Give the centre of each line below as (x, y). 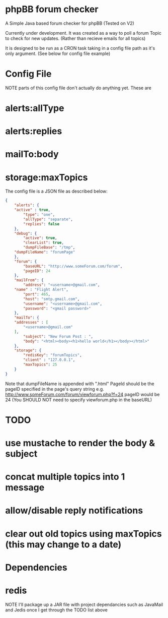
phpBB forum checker (52, 9)
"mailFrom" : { (29, 280)
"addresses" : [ (31, 323)
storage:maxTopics (47, 177)
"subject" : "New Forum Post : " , (58, 336)
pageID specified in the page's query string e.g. (55, 389)
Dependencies (36, 567)
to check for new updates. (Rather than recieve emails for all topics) (75, 38)
